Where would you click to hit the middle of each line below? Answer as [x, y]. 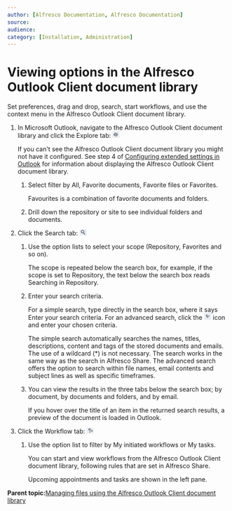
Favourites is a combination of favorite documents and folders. [118, 199]
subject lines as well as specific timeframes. [91, 376]
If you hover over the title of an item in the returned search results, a [126, 410]
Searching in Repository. [63, 283]
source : [19, 22]
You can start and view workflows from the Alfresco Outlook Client [124, 458]
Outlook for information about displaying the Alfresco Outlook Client [115, 164]
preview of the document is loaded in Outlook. [95, 418]
